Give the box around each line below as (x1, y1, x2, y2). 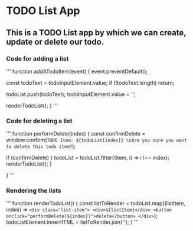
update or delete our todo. (6, 37, 104, 47)
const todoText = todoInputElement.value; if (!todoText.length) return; (6, 79, 175, 86)
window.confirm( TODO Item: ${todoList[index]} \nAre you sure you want (6, 137, 187, 144)
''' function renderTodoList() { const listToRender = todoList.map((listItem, (6, 200, 186, 207)
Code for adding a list (6, 54, 69, 62)
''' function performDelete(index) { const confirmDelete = (6, 130, 146, 137)
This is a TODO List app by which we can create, (6, 28, 187, 38)
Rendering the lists (6, 187, 61, 195)
